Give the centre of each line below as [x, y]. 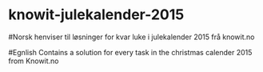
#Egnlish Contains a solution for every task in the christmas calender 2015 [130, 52]
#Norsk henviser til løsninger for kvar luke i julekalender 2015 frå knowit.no [131, 37]
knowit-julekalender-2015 [96, 15]
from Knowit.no [34, 61]
